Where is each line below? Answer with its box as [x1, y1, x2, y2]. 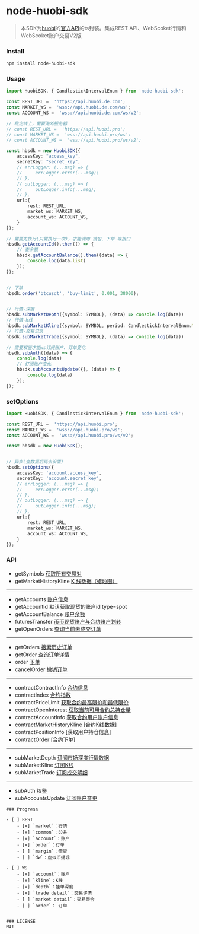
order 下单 [14, 658, 40, 665]
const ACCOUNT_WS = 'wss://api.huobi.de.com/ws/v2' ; [6, 110, 142, 116]
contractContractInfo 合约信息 [14, 684, 89, 691]
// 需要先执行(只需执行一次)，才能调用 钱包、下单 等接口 [6, 236, 131, 242]
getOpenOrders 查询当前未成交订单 [14, 625, 101, 633]
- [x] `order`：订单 [17, 841, 65, 848]
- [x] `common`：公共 [17, 829, 68, 835]
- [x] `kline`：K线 [17, 877, 63, 884]
